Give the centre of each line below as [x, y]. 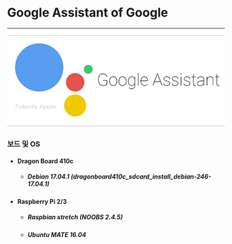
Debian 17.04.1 [49, 176]
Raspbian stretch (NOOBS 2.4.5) [75, 217]
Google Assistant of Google [88, 13]
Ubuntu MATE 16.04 [57, 234]
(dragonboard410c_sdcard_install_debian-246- [141, 176]
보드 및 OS [24, 144]
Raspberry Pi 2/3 [42, 201]
